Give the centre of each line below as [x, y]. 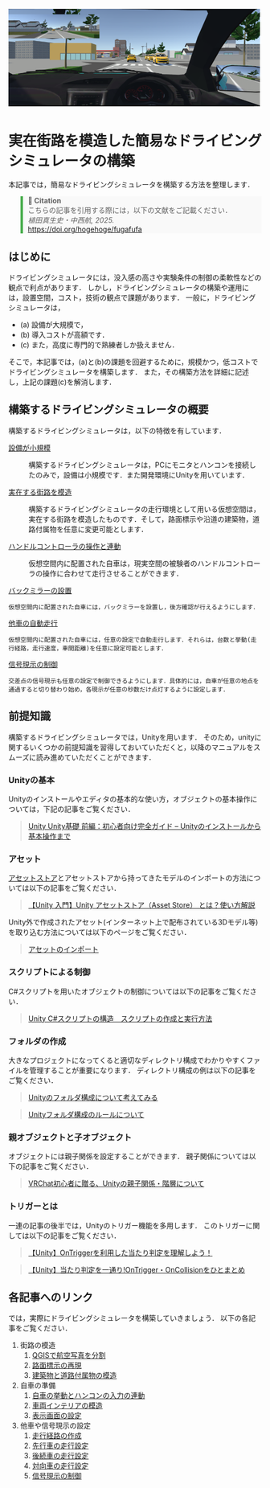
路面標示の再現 [57, 1365]
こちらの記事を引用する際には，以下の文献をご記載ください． [130, 211]
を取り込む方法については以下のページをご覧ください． [100, 933]
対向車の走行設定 [60, 1466]
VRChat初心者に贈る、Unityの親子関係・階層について [116, 1183]
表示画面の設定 [57, 1416]
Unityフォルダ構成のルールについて [86, 1114]
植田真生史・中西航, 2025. [71, 220]
